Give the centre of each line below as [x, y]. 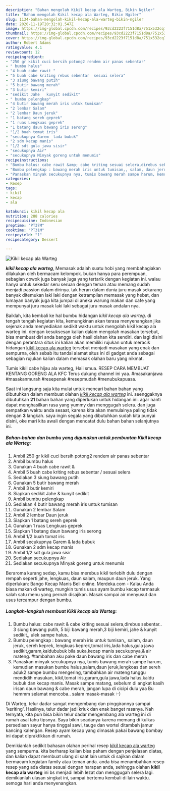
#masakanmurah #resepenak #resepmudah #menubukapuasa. [71, 379]
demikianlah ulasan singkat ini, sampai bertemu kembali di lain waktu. [78, 777]
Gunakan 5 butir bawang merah [46, 483]
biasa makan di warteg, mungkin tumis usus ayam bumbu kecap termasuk [83, 589]
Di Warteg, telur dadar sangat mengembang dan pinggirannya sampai [78, 703]
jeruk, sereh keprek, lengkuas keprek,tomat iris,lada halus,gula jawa [83, 645]
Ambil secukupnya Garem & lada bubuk [54, 542]
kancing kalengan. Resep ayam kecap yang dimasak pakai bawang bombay [84, 730]
